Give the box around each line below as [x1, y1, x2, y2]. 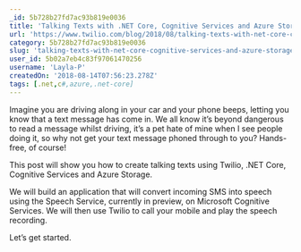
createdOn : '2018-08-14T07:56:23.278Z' [9, 71, 159, 80]
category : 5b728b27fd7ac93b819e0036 [9, 38, 146, 47]
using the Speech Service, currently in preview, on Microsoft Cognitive [9, 196, 271, 206]
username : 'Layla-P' [9, 63, 87, 72]
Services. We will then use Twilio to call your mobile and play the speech [9, 205, 278, 215]
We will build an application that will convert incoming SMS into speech [9, 186, 272, 197]
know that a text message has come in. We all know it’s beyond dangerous [9, 113, 284, 124]
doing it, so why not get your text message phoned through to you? [9, 132, 258, 143]
